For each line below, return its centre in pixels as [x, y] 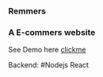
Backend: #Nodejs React [49, 65]
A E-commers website [52, 32]
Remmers [27, 11]
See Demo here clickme [47, 50]
